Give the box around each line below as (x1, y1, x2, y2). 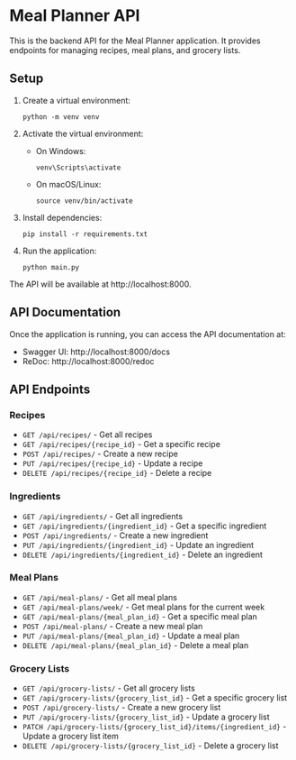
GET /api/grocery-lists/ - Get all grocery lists (22, 682, 195, 694)
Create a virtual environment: (22, 95, 130, 105)
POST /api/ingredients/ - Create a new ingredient (22, 529, 209, 541)
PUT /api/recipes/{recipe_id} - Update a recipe (22, 458, 203, 469)
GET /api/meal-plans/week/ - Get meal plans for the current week (22, 601, 265, 612)
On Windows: (35, 145, 86, 156)
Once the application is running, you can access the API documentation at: (9, 328, 286, 339)
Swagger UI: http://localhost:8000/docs (22, 346, 171, 357)
